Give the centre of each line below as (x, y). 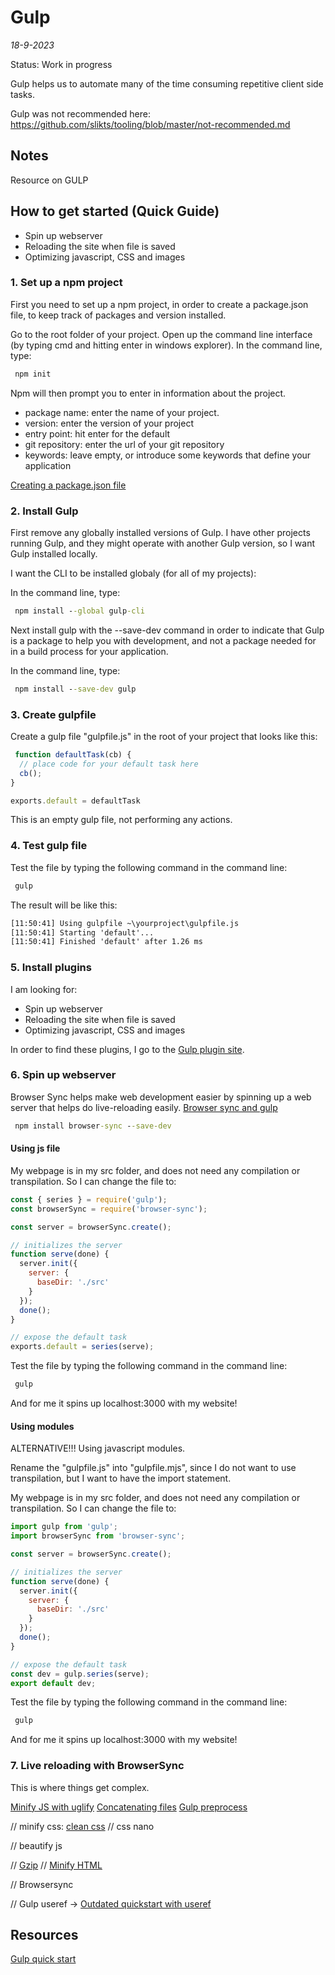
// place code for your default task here (109, 764)
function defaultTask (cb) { (73, 755)
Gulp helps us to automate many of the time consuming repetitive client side (167, 83)
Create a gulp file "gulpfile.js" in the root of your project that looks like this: (164, 737)
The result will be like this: (64, 905)
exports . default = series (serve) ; (82, 1347)
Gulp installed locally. (54, 554)
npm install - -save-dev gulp (75, 689)
